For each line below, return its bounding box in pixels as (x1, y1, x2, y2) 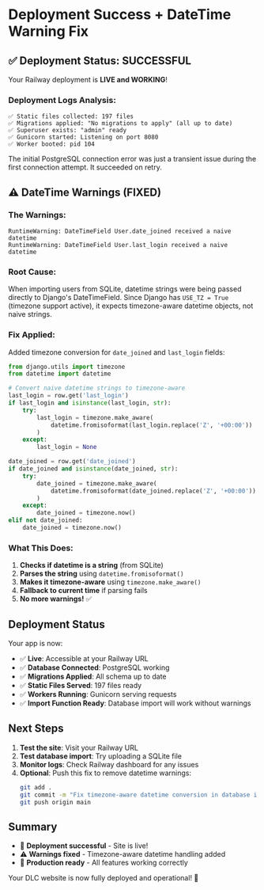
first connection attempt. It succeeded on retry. (8, 162, 162, 172)
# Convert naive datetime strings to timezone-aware (8, 384, 186, 393)
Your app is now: (8, 639, 63, 648)
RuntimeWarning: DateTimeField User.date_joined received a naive (8, 227, 232, 235)
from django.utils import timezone (8, 363, 126, 371)
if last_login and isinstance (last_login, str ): (8, 399, 172, 407)
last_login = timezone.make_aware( (36, 413, 154, 421)
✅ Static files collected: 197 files (8, 112, 134, 120)
